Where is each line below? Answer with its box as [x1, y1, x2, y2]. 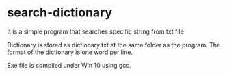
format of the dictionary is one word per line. [7, 48, 133, 56]
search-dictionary [7, 5, 113, 21]
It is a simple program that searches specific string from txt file [7, 27, 185, 36]
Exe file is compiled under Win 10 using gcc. [7, 61, 132, 69]
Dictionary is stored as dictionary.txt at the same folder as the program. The [7, 40, 221, 49]
